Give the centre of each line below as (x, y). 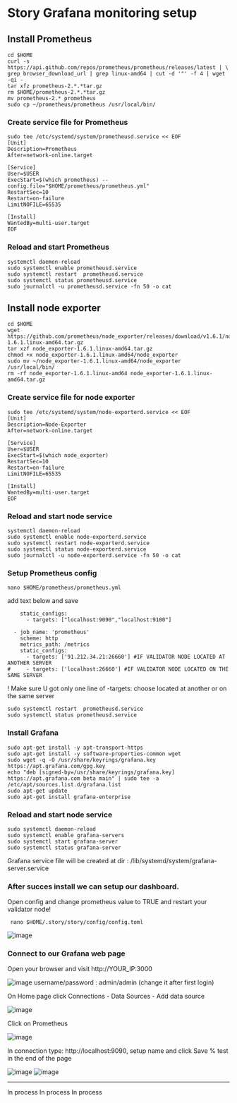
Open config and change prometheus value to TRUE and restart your (107, 902)
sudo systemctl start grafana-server (63, 841)
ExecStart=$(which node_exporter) (58, 455)
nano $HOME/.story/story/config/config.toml (77, 922)
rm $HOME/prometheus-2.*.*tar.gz (56, 92)
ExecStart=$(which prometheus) (53, 180)
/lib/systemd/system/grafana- (174, 860)
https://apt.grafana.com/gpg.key (56, 766)
